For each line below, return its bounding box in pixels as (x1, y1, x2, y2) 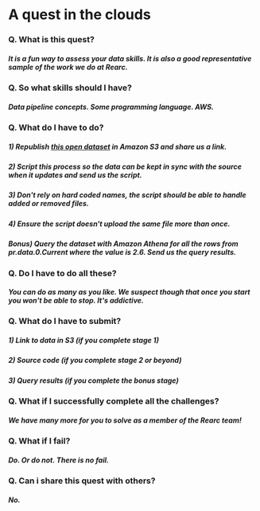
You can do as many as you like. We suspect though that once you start (8, 287, 250, 297)
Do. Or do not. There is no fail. (8, 455, 110, 465)
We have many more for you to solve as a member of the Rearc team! (8, 415, 243, 425)
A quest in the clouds (8, 6, 151, 24)
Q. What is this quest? (8, 34, 95, 45)
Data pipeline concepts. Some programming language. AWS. (8, 102, 215, 111)
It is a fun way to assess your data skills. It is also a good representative (8, 53, 252, 63)
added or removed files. (8, 199, 89, 209)
